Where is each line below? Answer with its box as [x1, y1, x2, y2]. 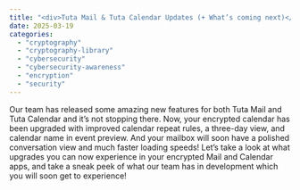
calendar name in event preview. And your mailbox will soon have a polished [9, 132, 290, 143]
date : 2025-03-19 [9, 21, 74, 30]
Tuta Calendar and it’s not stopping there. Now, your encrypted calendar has [9, 113, 290, 124]
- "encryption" [17, 71, 74, 80]
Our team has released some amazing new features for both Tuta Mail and [9, 103, 283, 114]
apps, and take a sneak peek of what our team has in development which [9, 161, 279, 171]
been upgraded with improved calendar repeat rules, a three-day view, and [9, 122, 286, 134]
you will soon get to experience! [9, 170, 127, 181]
